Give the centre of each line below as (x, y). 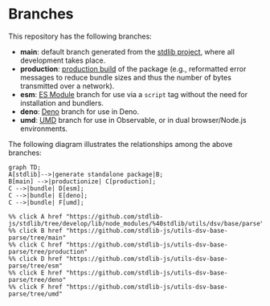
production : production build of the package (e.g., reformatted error (133, 68)
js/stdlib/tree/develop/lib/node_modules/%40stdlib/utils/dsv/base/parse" (136, 223)
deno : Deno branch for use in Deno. (80, 111)
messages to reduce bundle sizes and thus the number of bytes (125, 77)
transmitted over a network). (67, 86)
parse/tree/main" (37, 238)
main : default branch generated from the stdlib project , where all (127, 51)
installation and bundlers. (62, 103)
